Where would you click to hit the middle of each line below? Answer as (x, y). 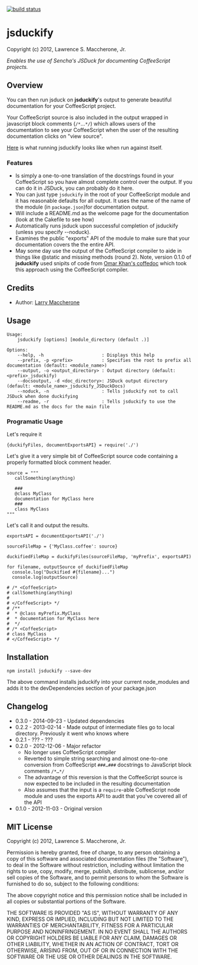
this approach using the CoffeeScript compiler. (72, 270)
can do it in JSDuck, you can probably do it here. (75, 188)
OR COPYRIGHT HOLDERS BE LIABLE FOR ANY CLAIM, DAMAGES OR (92, 938)
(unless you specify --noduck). (53, 232)
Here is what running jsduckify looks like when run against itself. (85, 147)
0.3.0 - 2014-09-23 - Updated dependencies (70, 721)
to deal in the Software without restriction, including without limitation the (95, 865)
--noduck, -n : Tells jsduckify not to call (98, 391)
